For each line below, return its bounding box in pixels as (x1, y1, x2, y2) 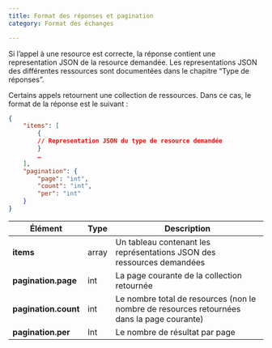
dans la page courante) (115, 313, 204, 325)
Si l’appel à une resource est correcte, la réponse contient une (8, 49, 216, 58)
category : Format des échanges (8, 19, 114, 28)
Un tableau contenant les (115, 236, 211, 248)
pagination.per (12, 326, 70, 337)
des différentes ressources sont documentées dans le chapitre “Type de (8, 66, 249, 75)
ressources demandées (115, 257, 206, 268)
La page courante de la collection (115, 269, 243, 281)
